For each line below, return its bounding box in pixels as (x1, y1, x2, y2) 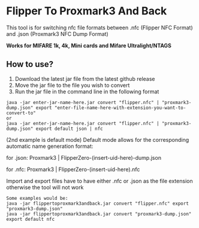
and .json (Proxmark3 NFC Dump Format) (6, 30, 109, 37)
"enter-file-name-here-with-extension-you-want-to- (54, 105, 186, 111)
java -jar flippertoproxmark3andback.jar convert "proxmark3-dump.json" (6, 211, 192, 217)
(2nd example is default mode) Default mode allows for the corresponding (6, 136, 189, 143)
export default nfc (6, 216, 55, 222)
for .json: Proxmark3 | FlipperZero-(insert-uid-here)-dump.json (6, 154, 162, 161)
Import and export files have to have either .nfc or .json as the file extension (6, 177, 193, 184)
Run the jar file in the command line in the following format (14, 88, 159, 95)
